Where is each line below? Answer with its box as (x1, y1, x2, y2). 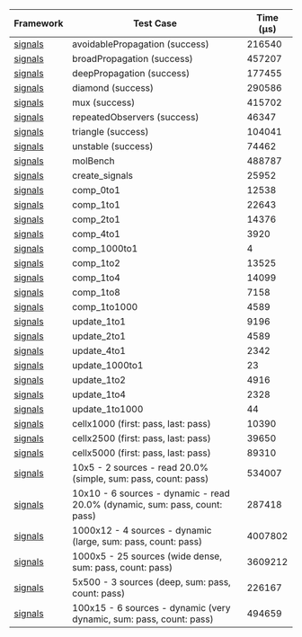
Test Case (133, 17, 178, 30)
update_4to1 (71, 345, 126, 357)
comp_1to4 (71, 271, 121, 284)
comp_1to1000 (71, 301, 138, 313)
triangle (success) (71, 126, 149, 137)
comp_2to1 (71, 213, 121, 226)
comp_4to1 (71, 228, 121, 240)
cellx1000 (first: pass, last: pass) (71, 418, 211, 429)
